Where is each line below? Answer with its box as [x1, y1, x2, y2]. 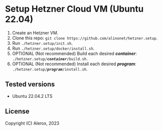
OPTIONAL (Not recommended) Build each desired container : [12, 50, 137, 56]
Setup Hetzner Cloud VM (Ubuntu [5, 3, 144, 15]
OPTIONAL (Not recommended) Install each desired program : [12, 61, 137, 67]
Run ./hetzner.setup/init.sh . [12, 40, 73, 46]
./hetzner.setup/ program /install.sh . [12, 66, 88, 72]
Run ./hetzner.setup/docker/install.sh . [12, 45, 95, 51]
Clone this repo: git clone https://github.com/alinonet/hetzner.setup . [12, 35, 158, 41]
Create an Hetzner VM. [12, 30, 58, 36]
